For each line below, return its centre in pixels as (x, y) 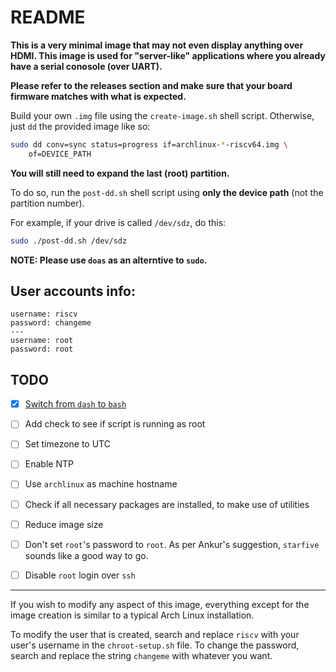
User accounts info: (73, 291)
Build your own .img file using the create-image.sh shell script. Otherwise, (162, 115)
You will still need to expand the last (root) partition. (120, 173)
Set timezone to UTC (67, 444)
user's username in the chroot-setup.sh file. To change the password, (155, 645)
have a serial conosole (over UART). (86, 66)
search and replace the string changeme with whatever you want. (141, 655)
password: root (42, 349)
